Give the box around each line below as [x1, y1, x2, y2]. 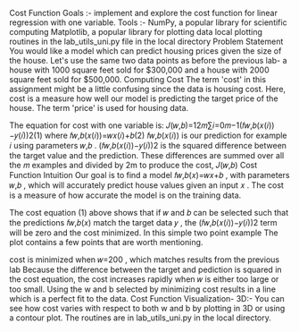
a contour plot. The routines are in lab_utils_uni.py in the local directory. [9, 312, 272, 323]
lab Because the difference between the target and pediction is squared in [9, 264, 283, 275]
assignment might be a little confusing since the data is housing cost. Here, [9, 84, 287, 94]
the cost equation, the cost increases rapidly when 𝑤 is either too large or [9, 274, 279, 285]
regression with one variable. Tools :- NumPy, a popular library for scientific [9, 17, 287, 28]
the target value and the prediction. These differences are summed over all [9, 150, 285, 160]
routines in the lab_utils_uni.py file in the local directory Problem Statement [9, 36, 284, 47]
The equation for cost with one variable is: [9, 120, 165, 131]
